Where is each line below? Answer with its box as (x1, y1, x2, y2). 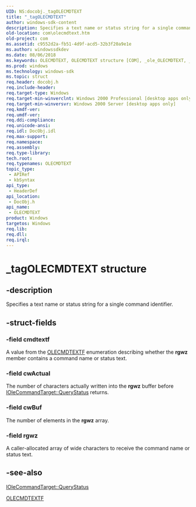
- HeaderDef (8, 188, 38, 194)
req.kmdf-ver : (6, 106, 41, 112)
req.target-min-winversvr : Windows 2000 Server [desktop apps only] (6, 101, 176, 107)
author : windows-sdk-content (6, 19, 77, 25)
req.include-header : (6, 85, 57, 91)
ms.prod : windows (6, 63, 48, 69)
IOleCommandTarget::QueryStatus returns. (6, 389, 109, 396)
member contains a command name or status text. (6, 355, 127, 362)
